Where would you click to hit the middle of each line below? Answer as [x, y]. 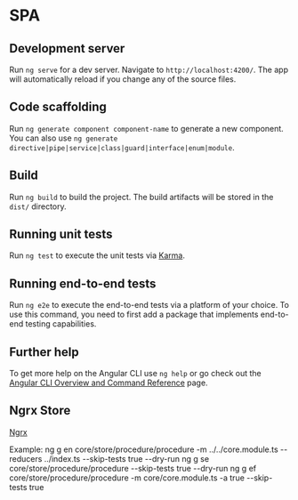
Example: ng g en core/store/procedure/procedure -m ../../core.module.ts [144, 449]
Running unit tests [61, 234]
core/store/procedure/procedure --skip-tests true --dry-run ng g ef [133, 468]
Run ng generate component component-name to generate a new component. [147, 128]
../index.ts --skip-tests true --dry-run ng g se [127, 458]
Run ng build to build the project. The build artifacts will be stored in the [141, 197]
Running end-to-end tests [83, 283]
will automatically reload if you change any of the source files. [123, 79]
